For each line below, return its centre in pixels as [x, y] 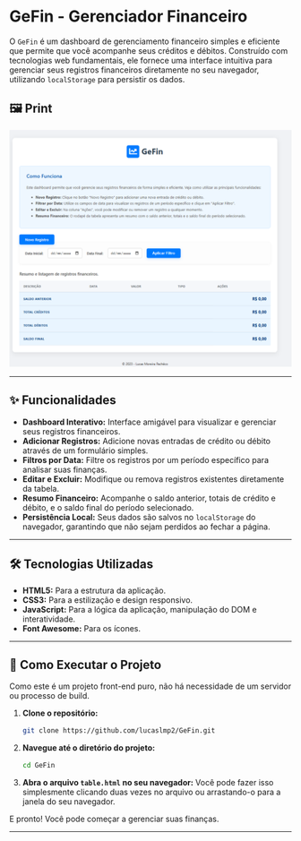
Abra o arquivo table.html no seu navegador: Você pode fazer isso [148, 783]
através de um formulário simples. [85, 451]
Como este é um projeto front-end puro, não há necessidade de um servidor [150, 686]
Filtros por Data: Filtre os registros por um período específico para [146, 459]
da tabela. [41, 488]
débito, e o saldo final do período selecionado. [108, 507]
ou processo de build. [49, 696]
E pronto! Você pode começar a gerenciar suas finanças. [114, 819]
